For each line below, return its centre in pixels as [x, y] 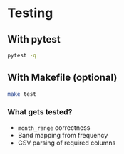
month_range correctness [54, 127]
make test [22, 94]
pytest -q [22, 55]
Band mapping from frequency [63, 135]
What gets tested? [40, 112]
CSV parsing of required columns [67, 143]
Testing [30, 13]
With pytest [34, 39]
